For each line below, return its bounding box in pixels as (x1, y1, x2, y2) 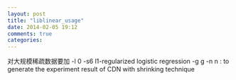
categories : (7, 37, 43, 44)
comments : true (7, 30, 53, 38)
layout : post (7, 10, 46, 18)
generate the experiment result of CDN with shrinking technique (7, 65, 195, 74)
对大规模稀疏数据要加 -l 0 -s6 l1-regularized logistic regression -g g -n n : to (7, 57, 230, 66)
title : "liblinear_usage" (7, 17, 84, 24)
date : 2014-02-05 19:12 (7, 23, 78, 30)
